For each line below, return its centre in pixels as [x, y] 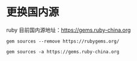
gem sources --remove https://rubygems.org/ [63, 41]
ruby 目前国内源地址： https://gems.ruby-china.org [68, 30]
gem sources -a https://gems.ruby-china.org [63, 51]
